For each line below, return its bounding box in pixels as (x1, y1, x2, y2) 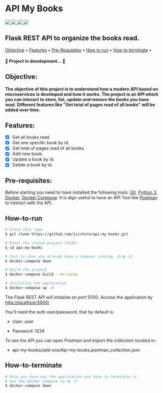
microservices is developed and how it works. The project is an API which (5, 91, 159, 97)
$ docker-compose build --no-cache (5, 272, 78, 277)
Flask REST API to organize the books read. (5, 34, 140, 42)
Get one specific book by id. (12, 140, 70, 146)
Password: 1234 (12, 328, 45, 334)
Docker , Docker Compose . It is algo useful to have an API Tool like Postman (5, 195, 158, 201)
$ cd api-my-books (5, 245, 43, 250)
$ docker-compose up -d (5, 286, 54, 290)
